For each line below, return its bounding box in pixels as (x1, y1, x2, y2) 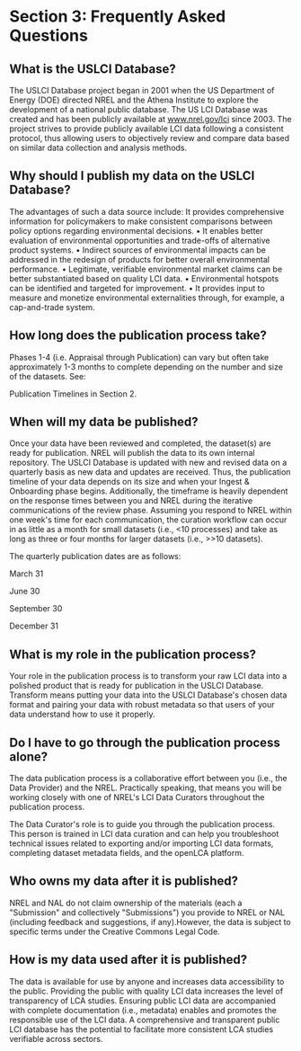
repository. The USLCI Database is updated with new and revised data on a (9, 457, 288, 468)
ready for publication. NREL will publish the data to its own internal (9, 448, 255, 459)
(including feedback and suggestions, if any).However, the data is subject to (9, 916, 291, 927)
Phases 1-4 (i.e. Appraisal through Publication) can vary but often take (9, 352, 270, 362)
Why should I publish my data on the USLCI (9, 168, 255, 183)
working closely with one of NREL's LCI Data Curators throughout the (9, 792, 265, 803)
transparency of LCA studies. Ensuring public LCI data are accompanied (9, 995, 277, 1006)
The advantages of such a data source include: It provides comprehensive (9, 206, 285, 217)
